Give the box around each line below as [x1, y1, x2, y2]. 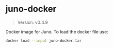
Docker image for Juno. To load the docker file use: [5, 29, 108, 34]
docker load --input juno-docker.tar [5, 38, 82, 43]
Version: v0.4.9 [17, 19, 48, 25]
